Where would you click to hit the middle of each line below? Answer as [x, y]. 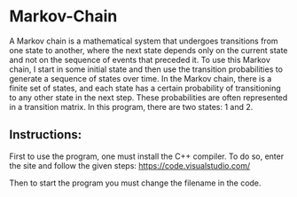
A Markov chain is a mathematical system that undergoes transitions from [144, 41]
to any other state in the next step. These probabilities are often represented [148, 97]
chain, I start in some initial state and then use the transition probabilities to [146, 69]
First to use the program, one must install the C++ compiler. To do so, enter [147, 156]
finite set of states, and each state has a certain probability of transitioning [145, 88]
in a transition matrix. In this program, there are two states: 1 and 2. [131, 106]
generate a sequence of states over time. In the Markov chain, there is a [141, 78]
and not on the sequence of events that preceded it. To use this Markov [140, 59]
